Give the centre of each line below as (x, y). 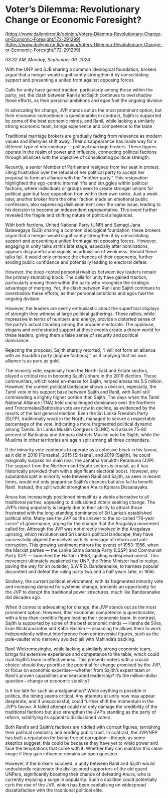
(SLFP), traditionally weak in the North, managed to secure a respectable (80, 419)
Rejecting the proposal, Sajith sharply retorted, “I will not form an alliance (80, 350)
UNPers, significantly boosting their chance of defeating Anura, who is (78, 774)
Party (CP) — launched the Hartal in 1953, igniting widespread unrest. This (82, 555)
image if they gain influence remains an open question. (62, 754)
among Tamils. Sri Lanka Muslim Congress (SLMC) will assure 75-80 (76, 429)
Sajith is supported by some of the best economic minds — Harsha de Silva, (84, 623)
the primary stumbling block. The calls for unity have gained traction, (76, 277)
